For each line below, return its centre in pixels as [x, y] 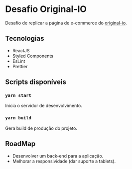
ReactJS [21, 50]
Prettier [20, 66]
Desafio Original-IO [46, 9]
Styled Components [33, 56]
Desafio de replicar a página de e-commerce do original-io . [66, 23]
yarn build [18, 118]
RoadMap [20, 144]
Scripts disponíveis [36, 82]
